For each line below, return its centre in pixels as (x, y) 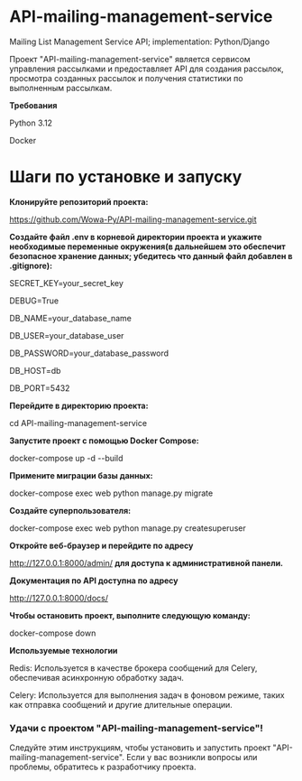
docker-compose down (53, 633)
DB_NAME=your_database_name (71, 318)
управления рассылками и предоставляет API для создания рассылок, (146, 69)
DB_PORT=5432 (40, 388)
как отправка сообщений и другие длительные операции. (121, 704)
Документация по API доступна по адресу (94, 581)
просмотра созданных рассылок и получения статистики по (126, 78)
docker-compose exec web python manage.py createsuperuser (128, 528)
